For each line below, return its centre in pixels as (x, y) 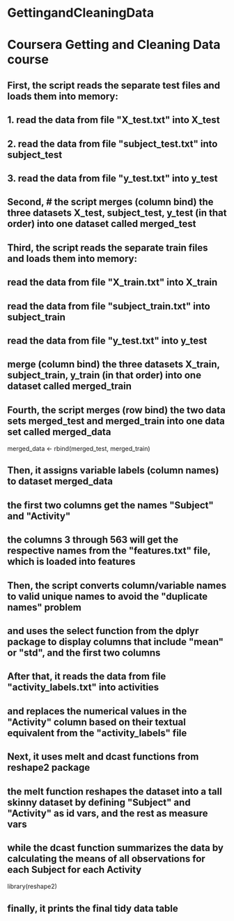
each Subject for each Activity (75, 870)
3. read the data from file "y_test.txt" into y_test (112, 178)
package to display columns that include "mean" (116, 642)
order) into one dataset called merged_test (102, 224)
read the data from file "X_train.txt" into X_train (112, 282)
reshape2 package (49, 768)
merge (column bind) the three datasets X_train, (114, 364)
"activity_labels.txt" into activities (83, 687)
